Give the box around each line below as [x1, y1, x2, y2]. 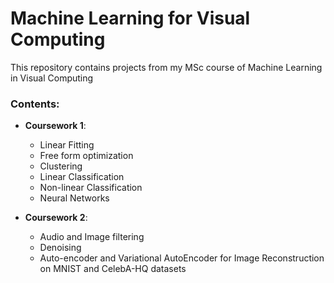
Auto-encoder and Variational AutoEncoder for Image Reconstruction [39, 252, 325, 264]
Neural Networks [39, 192, 110, 204]
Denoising [39, 242, 82, 254]
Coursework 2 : [24, 212, 88, 224]
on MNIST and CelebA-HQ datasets [39, 263, 187, 275]
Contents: [10, 97, 60, 111]
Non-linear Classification [39, 182, 143, 194]
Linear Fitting [39, 139, 95, 151]
